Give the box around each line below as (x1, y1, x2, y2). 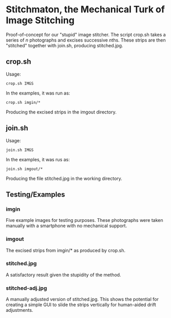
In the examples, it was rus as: (6, 156, 70, 162)
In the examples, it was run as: (6, 90, 70, 96)
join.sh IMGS (6, 147, 34, 153)
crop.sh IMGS (6, 81, 34, 86)
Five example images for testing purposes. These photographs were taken (6, 217, 163, 223)
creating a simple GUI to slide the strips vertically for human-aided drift (6, 302, 156, 308)
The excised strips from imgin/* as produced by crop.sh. (6, 247, 125, 253)
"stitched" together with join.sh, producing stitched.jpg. (6, 42, 123, 48)
